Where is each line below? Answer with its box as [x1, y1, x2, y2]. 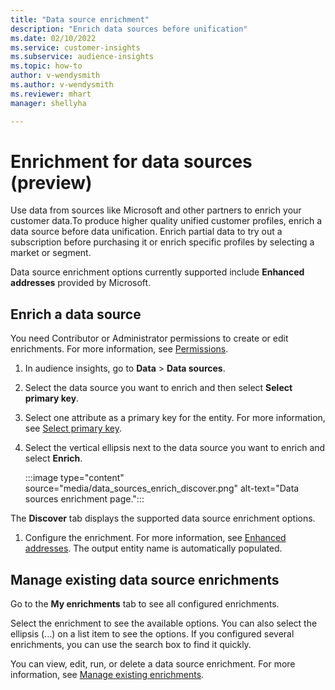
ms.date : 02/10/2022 [10, 33, 97, 43]
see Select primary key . [24, 422, 123, 435]
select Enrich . [24, 452, 83, 465]
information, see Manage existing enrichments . [10, 669, 205, 681]
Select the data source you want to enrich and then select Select [24, 382, 293, 394]
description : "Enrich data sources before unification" [10, 24, 248, 34]
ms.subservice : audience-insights [10, 52, 155, 62]
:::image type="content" [24, 472, 125, 484]
